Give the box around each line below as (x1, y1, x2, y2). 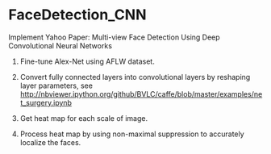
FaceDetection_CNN (8, 6, 147, 24)
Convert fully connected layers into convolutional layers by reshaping (19, 72, 251, 81)
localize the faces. (19, 137, 81, 147)
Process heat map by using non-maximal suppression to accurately (19, 129, 244, 139)
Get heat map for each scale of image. (19, 113, 148, 123)
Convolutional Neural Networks (8, 40, 113, 50)
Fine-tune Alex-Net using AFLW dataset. (19, 56, 155, 66)
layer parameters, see (19, 81, 93, 90)
